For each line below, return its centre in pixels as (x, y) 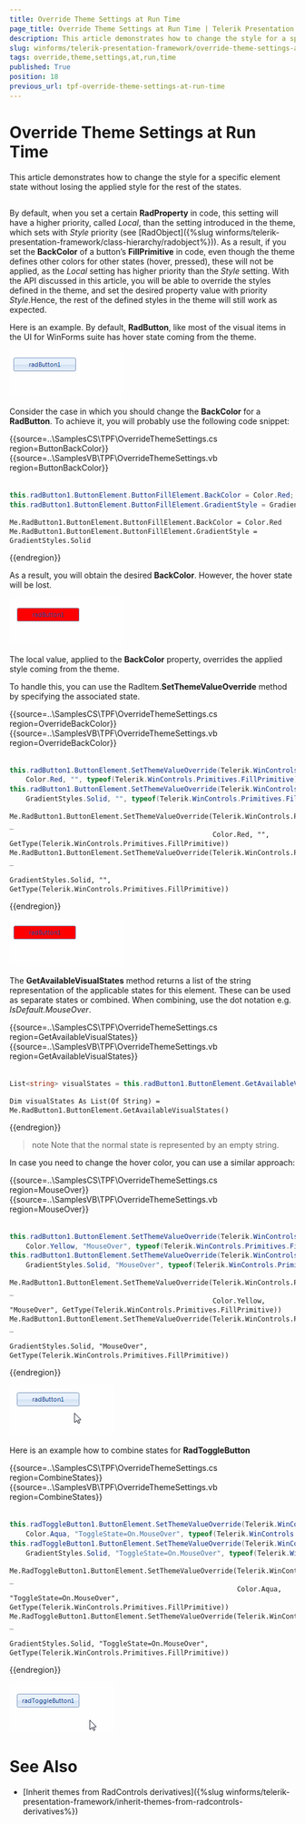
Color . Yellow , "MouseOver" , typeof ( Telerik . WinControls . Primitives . (158, 1246)
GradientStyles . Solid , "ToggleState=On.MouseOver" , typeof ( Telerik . (158, 1553)
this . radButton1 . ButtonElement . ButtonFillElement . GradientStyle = (138, 505)
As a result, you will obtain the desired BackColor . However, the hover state (151, 575)
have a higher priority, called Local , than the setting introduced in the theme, (152, 223)
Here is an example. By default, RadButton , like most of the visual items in (148, 328)
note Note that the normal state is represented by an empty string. (155, 1144)
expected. (28, 310)
